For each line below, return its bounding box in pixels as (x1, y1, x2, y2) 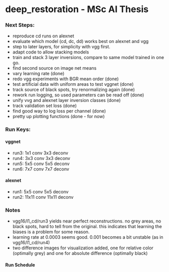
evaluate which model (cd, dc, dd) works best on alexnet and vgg (12, 38, 149, 44)
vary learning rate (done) (12, 71, 65, 77)
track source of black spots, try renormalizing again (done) (12, 87, 135, 93)
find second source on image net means (12, 65, 97, 71)
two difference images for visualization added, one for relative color (12, 245, 154, 251)
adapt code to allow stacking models (12, 49, 89, 55)
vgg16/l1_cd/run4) (12, 240, 50, 246)
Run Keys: (5, 126, 31, 133)
